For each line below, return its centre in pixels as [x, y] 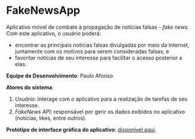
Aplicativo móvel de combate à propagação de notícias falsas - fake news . [98, 27]
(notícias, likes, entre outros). [51, 118]
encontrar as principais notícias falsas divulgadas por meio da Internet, [102, 45]
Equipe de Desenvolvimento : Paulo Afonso [60, 75]
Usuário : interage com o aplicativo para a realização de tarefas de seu [101, 99]
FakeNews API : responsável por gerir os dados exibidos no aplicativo [100, 111]
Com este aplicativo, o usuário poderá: [54, 33]
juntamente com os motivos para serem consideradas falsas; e [92, 51]
